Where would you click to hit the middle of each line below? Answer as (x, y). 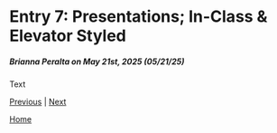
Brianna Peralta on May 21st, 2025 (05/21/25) (97, 62)
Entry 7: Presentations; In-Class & (138, 17)
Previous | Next (38, 102)
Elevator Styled (68, 36)
